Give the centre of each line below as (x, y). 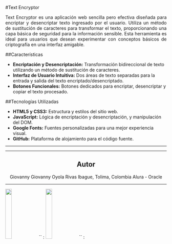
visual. (20, 133)
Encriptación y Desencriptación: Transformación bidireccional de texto (89, 64)
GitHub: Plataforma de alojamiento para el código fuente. (73, 139)
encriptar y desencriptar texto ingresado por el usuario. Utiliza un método (86, 23)
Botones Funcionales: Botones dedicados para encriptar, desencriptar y (89, 86)
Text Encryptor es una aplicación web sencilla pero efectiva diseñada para (86, 17)
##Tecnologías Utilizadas (32, 101)
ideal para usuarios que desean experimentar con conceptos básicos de (86, 39)
